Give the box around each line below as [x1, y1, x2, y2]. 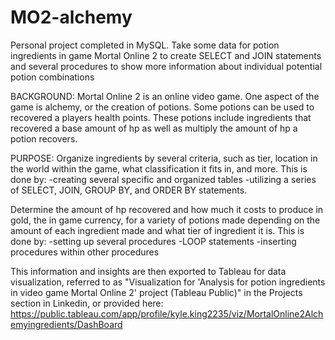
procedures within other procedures [10, 246, 160, 258]
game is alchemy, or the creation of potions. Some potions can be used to [10, 101, 315, 113]
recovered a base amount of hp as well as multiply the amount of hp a [10, 122, 298, 134]
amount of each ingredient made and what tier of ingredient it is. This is [10, 224, 305, 236]
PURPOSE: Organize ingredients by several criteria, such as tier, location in [10, 152, 318, 164]
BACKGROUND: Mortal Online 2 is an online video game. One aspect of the [10, 90, 320, 102]
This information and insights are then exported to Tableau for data [10, 265, 287, 277]
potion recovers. [10, 132, 78, 145]
